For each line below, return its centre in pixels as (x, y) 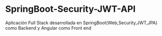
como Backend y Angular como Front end (48, 28)
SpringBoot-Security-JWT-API (70, 9)
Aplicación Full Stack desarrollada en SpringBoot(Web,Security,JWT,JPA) (81, 23)
